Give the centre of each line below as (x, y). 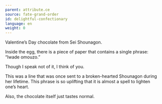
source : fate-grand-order (32, 14)
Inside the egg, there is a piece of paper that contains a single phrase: (77, 52)
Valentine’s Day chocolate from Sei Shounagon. (54, 42)
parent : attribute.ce (28, 10)
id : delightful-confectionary (37, 19)
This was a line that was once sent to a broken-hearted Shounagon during (81, 76)
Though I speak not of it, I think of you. (45, 67)
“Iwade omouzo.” (23, 57)
